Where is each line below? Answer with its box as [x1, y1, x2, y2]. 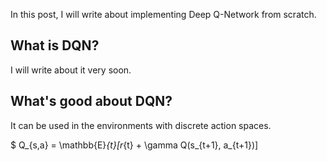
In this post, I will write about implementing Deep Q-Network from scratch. [10, 9, 317, 20]
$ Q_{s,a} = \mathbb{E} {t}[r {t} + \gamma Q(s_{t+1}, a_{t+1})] [10, 139, 259, 151]
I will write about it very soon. [10, 64, 132, 76]
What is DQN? [10, 37, 100, 54]
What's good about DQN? [10, 93, 173, 110]
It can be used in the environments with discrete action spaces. [10, 119, 272, 131]
